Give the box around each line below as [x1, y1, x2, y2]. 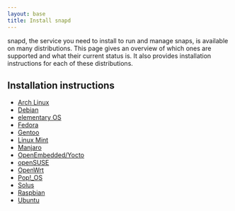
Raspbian [17, 188, 45, 197]
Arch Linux [17, 98, 50, 107]
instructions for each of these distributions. [7, 59, 133, 67]
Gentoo [17, 128, 40, 137]
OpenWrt [17, 166, 45, 174]
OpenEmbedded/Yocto [17, 151, 85, 159]
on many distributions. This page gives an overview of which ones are [7, 44, 212, 52]
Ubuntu [17, 196, 40, 205]
